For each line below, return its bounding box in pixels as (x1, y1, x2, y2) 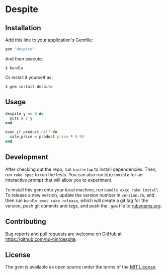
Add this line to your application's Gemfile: (5, 37, 93, 43)
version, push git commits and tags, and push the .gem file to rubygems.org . (5, 202, 162, 209)
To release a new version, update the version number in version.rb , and (5, 192, 155, 198)
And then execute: (5, 55, 43, 61)
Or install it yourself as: (5, 74, 53, 80)
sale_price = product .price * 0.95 (10, 134, 85, 140)
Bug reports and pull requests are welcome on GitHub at (5, 231, 122, 237)
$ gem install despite (5, 84, 53, 89)
